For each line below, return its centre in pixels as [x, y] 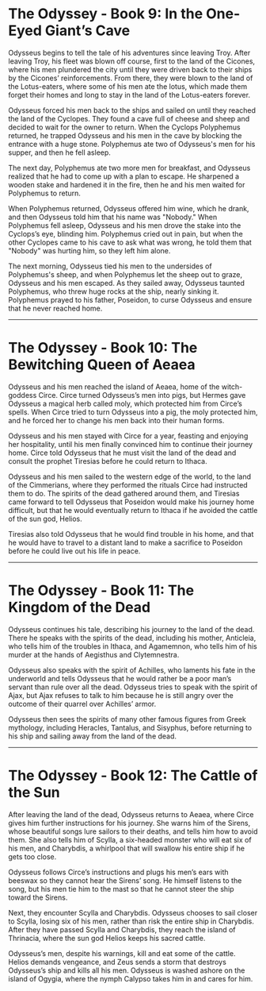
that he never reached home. [55, 308]
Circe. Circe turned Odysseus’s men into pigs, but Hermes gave [142, 395]
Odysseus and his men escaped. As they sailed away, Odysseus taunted [127, 283]
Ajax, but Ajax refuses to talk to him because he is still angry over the [121, 695]
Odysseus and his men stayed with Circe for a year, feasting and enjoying [128, 436]
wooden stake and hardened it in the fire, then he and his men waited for [127, 184]
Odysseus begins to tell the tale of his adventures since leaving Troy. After [129, 52]
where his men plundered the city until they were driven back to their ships [130, 69]
